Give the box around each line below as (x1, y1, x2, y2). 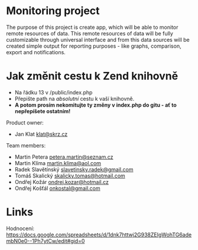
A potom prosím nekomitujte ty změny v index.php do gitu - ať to (14, 101, 177, 108)
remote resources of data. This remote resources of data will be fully (6, 29, 173, 37)
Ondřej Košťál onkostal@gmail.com (14, 185, 100, 192)
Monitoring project (6, 4, 100, 18)
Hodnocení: (6, 225, 34, 232)
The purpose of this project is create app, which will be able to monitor (6, 24, 178, 31)
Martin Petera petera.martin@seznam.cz (14, 153, 113, 160)
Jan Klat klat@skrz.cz (14, 130, 68, 137)
